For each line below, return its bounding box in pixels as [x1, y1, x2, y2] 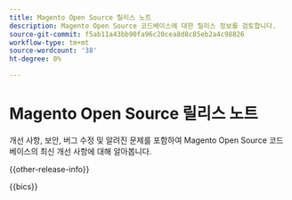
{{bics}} [9, 180, 38, 192]
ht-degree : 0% [9, 54, 62, 63]
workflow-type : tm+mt [9, 37, 90, 47]
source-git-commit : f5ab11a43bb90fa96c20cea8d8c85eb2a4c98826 [9, 29, 245, 38]
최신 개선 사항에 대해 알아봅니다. [39, 146, 152, 156]
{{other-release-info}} [9, 163, 90, 174]
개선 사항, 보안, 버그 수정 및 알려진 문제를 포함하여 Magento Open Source [9, 135, 267, 146]
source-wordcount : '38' [9, 46, 98, 55]
